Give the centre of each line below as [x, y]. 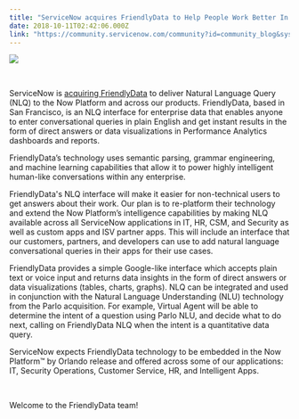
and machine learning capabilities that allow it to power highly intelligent [141, 168]
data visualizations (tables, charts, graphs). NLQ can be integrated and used [149, 287]
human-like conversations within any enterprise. [97, 177]
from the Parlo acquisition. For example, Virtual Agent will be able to [134, 306]
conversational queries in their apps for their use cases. [111, 251]
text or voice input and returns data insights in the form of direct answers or [148, 278]
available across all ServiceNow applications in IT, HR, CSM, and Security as [149, 223]
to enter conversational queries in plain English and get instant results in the [148, 122]
